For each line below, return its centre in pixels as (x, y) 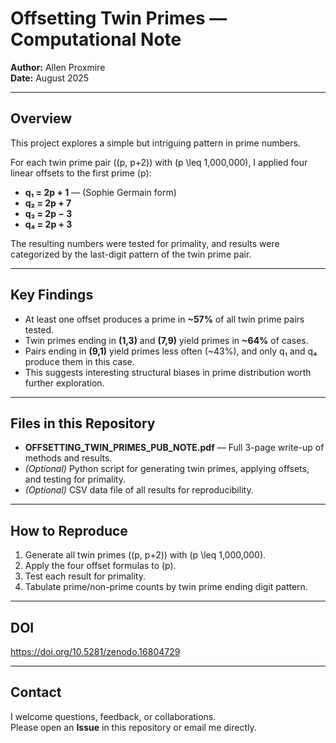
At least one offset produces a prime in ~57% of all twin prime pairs (164, 319)
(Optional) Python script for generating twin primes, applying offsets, (167, 469)
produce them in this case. (79, 361)
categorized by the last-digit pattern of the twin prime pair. (131, 254)
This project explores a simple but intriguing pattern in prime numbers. (155, 143)
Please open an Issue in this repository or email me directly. (133, 727)
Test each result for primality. (85, 576)
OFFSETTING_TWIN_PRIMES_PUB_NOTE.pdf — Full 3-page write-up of (174, 448)
